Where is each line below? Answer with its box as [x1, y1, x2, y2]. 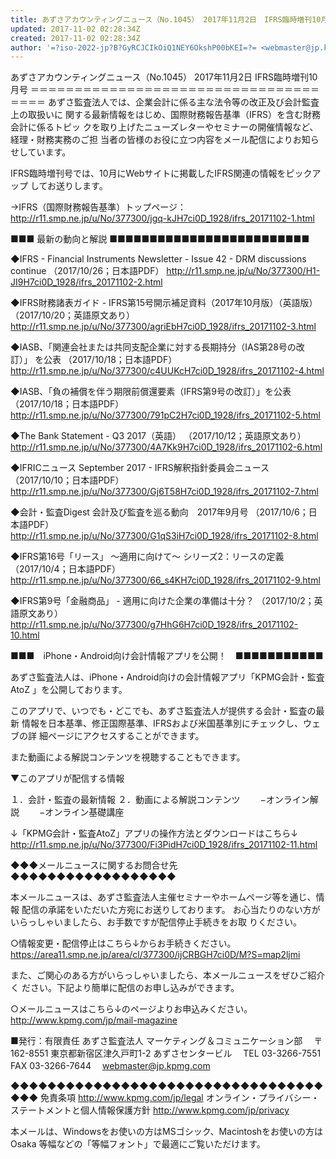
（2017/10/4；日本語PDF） [10, 563, 121, 575]
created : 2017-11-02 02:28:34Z [10, 33, 141, 43]
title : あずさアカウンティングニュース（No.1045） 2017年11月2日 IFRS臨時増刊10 [10, 14, 322, 25]
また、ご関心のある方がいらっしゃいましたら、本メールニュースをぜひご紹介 [10, 969, 326, 981]
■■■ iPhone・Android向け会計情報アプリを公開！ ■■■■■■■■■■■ [10, 650, 324, 662]
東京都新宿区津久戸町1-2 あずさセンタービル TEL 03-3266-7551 [50, 1047, 322, 1060]
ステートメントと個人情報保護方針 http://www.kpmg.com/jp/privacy [10, 1104, 290, 1116]
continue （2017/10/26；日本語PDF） [10, 265, 165, 277]
